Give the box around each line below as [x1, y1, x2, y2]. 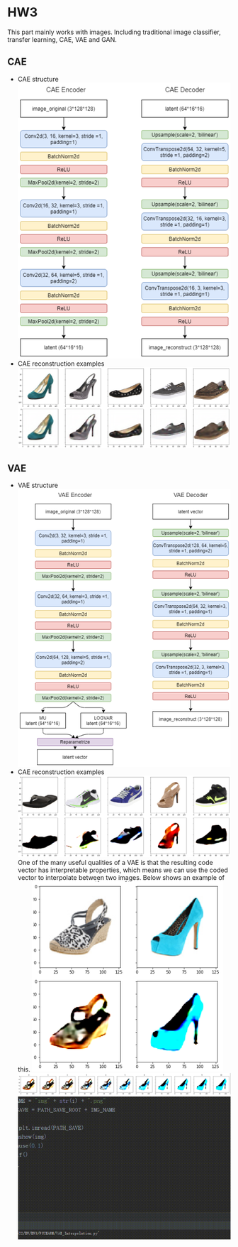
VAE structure [17, 481, 59, 489]
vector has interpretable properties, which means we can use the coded [17, 866, 229, 874]
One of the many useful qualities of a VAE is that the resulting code [17, 859, 214, 866]
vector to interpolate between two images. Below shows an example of [17, 873, 225, 881]
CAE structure [17, 75, 59, 83]
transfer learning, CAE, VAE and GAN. [7, 35, 117, 43]
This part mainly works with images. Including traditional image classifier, [7, 28, 221, 36]
